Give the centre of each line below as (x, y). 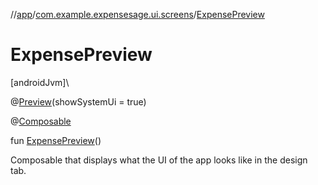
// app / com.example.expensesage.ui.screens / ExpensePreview (137, 14)
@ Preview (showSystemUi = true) (78, 101)
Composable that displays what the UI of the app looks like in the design (159, 160)
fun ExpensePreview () (56, 140)
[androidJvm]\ (40, 82)
